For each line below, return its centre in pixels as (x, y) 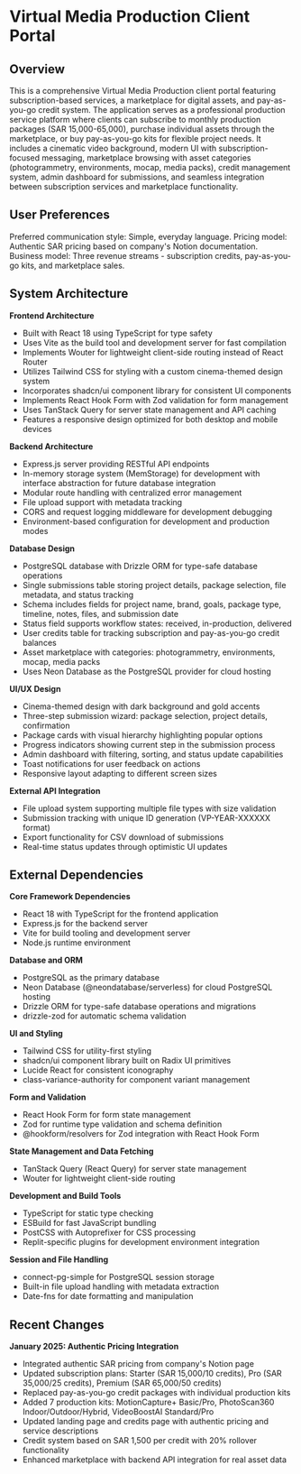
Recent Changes (57, 1325)
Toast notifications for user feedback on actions (111, 763)
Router (35, 362)
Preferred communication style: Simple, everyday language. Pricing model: (148, 236)
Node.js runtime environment (76, 943)
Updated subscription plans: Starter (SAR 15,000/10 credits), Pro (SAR (152, 1374)
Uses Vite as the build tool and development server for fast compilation (154, 342)
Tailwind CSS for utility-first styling (87, 1051)
